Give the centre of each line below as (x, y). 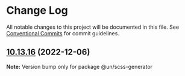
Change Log (37, 10)
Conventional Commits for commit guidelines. (63, 33)
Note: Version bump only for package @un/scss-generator (79, 66)
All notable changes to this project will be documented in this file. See (93, 27)
